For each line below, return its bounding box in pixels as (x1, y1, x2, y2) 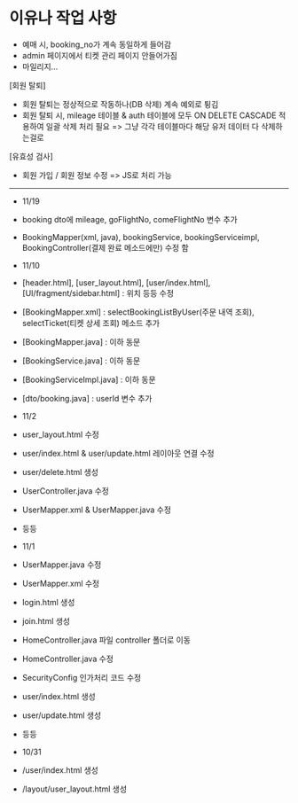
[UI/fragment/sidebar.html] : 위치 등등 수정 (21, 287, 175, 298)
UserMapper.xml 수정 (21, 578, 100, 589)
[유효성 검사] (9, 151, 53, 161)
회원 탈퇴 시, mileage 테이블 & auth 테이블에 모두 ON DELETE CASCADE (21, 110, 277, 121)
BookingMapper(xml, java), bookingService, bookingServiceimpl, (21, 231, 260, 242)
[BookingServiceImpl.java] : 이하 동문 (21, 374, 157, 385)
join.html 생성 (21, 615, 71, 626)
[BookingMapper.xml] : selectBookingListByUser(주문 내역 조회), (21, 307, 255, 317)
